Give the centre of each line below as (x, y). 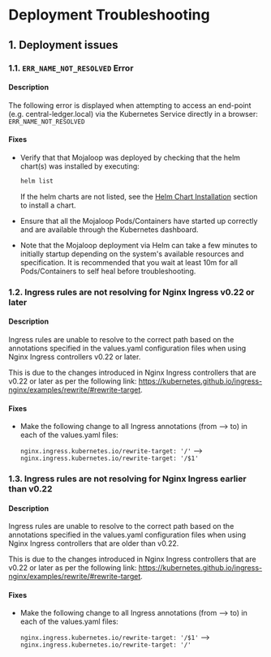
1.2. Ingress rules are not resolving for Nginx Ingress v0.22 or (131, 292)
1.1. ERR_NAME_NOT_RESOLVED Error (71, 68)
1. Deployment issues (64, 45)
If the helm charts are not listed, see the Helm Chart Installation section (139, 196)
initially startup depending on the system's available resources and (132, 254)
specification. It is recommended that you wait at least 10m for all (129, 262)
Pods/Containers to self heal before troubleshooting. (108, 271)
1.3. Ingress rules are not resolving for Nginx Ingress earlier (127, 479)
